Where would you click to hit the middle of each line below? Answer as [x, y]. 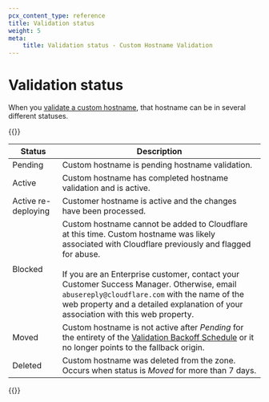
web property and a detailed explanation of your [153, 304]
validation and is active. [106, 188]
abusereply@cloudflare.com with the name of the [153, 294]
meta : [17, 38]
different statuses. [38, 116]
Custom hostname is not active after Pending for [153, 327]
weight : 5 [25, 30]
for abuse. [81, 254]
